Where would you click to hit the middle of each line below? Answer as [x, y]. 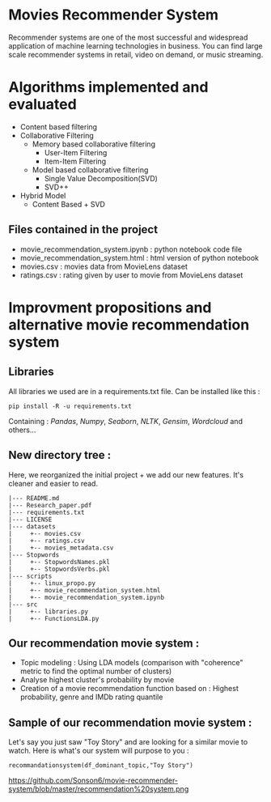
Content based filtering [59, 126]
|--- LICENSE [30, 520]
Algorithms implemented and [108, 87]
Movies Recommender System [114, 15]
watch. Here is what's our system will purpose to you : [99, 751]
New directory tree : [60, 455]
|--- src [23, 605]
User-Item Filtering [76, 152]
